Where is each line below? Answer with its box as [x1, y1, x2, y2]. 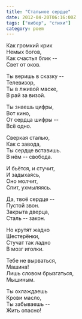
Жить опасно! [6, 307, 42, 314]
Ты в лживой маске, [6, 85, 58, 93]
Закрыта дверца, [6, 208, 50, 216]
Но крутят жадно [6, 226, 50, 234]
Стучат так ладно [6, 239, 51, 246]
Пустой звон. [6, 202, 40, 209]
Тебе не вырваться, [6, 257, 57, 264]
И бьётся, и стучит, [6, 165, 55, 172]
